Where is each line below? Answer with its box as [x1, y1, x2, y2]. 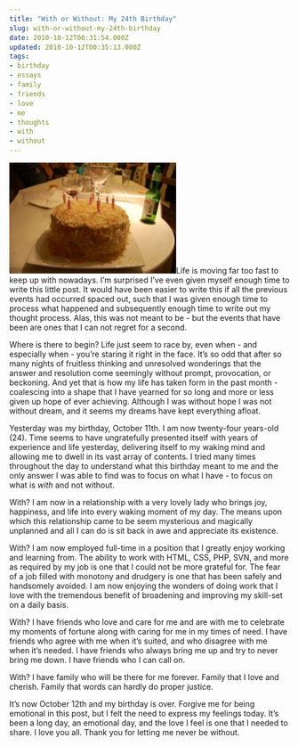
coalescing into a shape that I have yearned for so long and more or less [9, 387, 274, 397]
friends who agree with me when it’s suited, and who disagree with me [9, 635, 269, 646]
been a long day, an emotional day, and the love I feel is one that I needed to [9, 717, 289, 728]
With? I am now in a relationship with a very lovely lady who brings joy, [9, 497, 268, 507]
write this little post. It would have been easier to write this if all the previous [9, 284, 288, 294]
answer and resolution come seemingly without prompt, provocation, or [9, 368, 271, 378]
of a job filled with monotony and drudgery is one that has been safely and [9, 571, 283, 581]
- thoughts [9, 118, 50, 127]
